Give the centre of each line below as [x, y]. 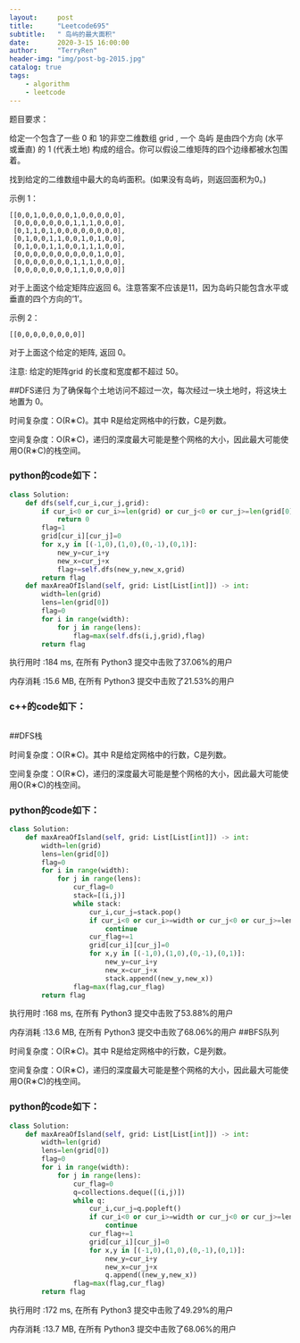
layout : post [42, 17]
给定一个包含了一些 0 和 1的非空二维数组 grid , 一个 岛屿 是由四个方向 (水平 [146, 138]
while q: [89, 1201]
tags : [19, 76]
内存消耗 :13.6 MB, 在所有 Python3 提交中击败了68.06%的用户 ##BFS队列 [144, 1032]
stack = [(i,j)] [99, 896]
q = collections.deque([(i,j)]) [129, 1192]
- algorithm [47, 84]
